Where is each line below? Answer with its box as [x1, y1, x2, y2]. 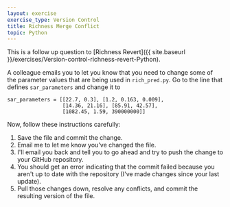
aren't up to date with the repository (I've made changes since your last [16, 170, 220, 178]
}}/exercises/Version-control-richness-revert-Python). [7, 56, 161, 64]
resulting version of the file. [16, 192, 95, 200]
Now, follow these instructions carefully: [7, 121, 121, 129]
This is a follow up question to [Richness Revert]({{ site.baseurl [7, 48, 185, 56]
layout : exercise [7, 10, 57, 17]
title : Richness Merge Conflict [7, 23, 100, 29]
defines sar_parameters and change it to [7, 83, 121, 91]
